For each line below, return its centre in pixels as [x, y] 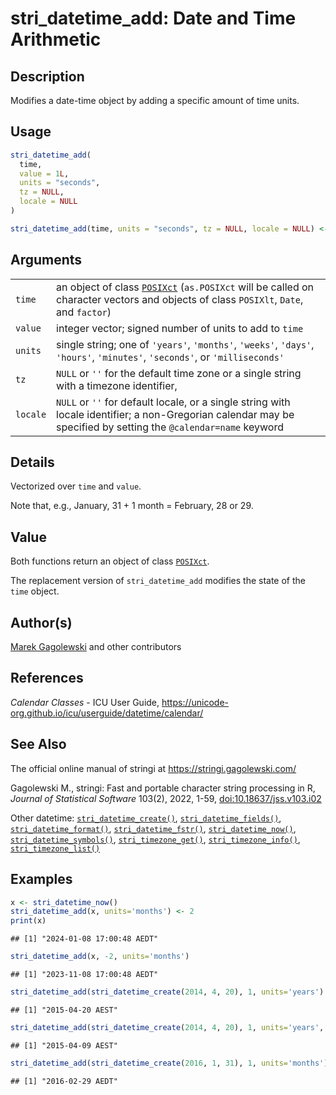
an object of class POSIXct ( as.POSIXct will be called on [185, 287]
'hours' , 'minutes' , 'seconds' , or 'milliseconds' [170, 357]
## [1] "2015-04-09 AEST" [64, 1045]
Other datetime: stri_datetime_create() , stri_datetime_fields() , [146, 818]
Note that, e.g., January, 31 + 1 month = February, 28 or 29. [132, 506]
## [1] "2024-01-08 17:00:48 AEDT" [84, 939]
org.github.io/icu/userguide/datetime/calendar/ [107, 713]
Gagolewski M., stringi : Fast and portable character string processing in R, [163, 788]
